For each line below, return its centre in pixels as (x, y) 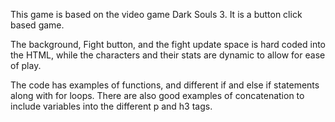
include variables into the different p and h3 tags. (111, 106)
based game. (37, 25)
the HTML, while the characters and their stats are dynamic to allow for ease (168, 55)
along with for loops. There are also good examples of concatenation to (157, 95)
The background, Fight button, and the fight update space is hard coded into (168, 44)
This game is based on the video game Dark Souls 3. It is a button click (156, 14)
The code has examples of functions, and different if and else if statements (165, 85)
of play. (26, 65)
